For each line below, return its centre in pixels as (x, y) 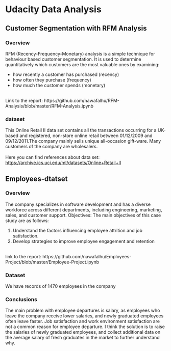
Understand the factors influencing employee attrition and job (78, 230)
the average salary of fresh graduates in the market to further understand (82, 338)
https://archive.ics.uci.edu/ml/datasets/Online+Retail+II (63, 163)
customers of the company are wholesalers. (52, 147)
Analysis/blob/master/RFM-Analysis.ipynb (49, 106)
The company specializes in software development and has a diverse (78, 204)
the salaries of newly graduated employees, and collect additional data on (83, 332)
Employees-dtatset (36, 179)
